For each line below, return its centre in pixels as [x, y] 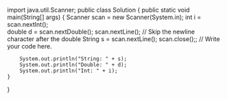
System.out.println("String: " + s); [73, 59]
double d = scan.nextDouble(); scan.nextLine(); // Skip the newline [101, 32]
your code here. [30, 46]
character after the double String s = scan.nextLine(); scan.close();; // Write [114, 39]
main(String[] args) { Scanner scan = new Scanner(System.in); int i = [104, 17]
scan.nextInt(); [28, 24]
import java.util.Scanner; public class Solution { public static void [98, 10]
